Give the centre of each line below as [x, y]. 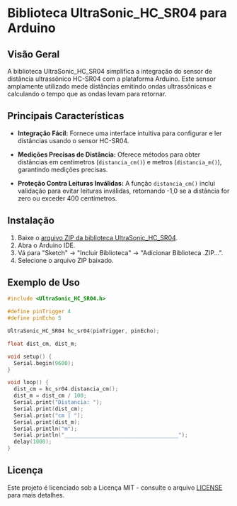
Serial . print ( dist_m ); [47, 422]
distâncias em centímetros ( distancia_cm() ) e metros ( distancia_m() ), [120, 162]
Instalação [31, 221]
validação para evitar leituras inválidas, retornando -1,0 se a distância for [123, 191]
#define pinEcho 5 [34, 318]
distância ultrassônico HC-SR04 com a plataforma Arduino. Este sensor [112, 79]
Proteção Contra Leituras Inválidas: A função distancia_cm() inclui [116, 183]
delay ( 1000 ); [33, 442]
